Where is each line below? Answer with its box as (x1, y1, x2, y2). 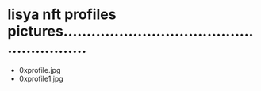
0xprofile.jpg (18, 65, 61, 74)
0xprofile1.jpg (18, 74, 64, 83)
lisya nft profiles (7, 6, 117, 24)
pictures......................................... (7, 22, 254, 40)
